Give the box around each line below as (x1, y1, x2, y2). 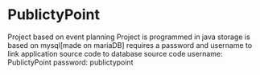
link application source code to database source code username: (7, 49, 223, 58)
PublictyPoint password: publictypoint (7, 57, 134, 67)
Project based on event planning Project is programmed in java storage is (7, 32, 250, 41)
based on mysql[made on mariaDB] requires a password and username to (7, 40, 253, 49)
